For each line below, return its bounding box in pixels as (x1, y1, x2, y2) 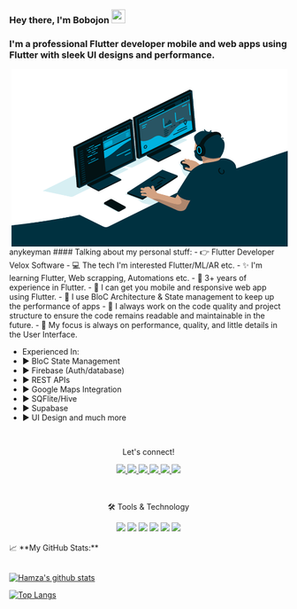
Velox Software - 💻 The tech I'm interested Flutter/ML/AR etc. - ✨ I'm (9, 260, 263, 270)
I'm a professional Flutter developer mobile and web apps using (9, 37, 287, 50)
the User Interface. (9, 329, 78, 340)
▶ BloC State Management (21, 355, 121, 367)
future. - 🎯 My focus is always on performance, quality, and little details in (9, 320, 278, 331)
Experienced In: (21, 347, 80, 357)
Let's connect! (122, 447, 175, 457)
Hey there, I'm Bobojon (9, 13, 110, 26)
